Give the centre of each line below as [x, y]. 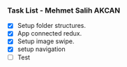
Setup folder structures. [51, 26]
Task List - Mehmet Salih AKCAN [64, 10]
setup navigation [41, 49]
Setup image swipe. [46, 41]
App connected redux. [50, 33]
